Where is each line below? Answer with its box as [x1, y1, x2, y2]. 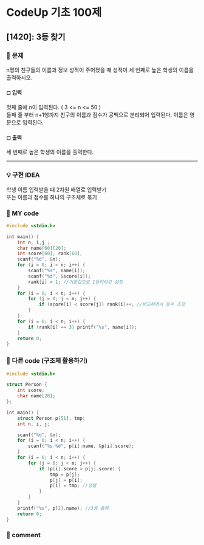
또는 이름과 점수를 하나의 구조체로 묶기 [6, 193, 97, 201]
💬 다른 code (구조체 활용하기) [6, 357, 88, 365]
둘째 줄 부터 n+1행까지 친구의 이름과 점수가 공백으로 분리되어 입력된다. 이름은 [6, 111, 188, 118]
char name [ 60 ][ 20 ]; [17, 245, 67, 251]
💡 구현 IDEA [6, 171, 40, 179]
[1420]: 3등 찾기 [6, 32, 66, 42]
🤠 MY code [6, 209, 39, 218]
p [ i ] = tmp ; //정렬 [49, 482, 97, 489]
